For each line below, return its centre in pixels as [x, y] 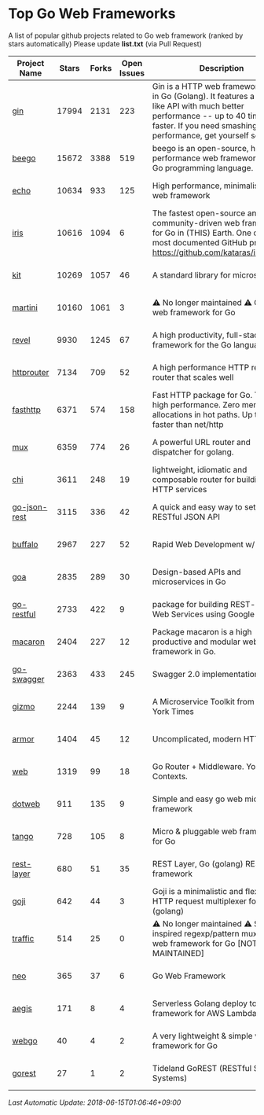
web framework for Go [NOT [205, 943]
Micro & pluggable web [195, 831]
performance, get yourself [200, 135]
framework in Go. [184, 651]
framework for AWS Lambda [204, 1013]
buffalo [25, 544]
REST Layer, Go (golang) [198, 863]
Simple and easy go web [198, 799]
